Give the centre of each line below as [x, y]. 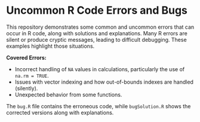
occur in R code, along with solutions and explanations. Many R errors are [97, 33]
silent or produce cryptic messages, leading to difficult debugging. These [96, 39]
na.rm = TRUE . [32, 75]
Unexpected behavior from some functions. [68, 94]
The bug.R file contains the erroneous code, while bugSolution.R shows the [99, 106]
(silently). [26, 88]
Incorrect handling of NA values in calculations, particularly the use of [100, 69]
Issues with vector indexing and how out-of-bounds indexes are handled [104, 82]
